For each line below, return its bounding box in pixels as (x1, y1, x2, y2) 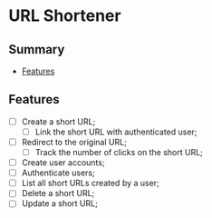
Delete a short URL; (21, 188, 95, 199)
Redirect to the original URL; (21, 136, 128, 147)
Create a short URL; (21, 115, 96, 127)
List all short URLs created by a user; (21, 178, 159, 189)
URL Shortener (8, 5, 121, 26)
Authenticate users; (21, 167, 96, 178)
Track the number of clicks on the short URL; (34, 147, 203, 157)
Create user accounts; (21, 157, 105, 168)
